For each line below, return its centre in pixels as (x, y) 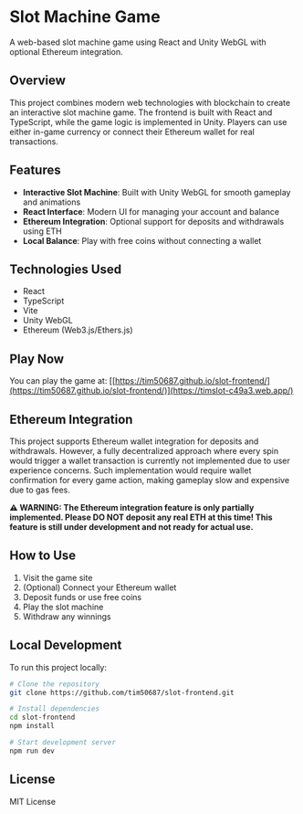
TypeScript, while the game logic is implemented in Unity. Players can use (148, 122)
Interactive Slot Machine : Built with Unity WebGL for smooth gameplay (157, 192)
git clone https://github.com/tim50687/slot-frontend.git (122, 692)
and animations (52, 202)
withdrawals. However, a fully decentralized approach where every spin (144, 451)
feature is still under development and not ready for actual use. (131, 527)
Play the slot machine (63, 607)
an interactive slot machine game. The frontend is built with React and (141, 112)
